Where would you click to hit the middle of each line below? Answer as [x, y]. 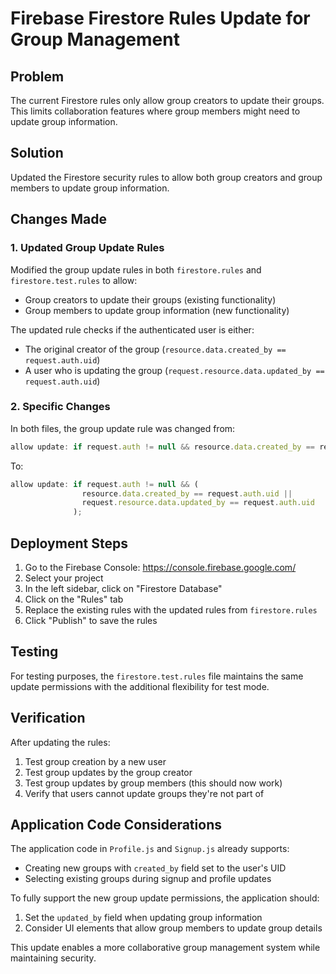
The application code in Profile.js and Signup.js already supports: [150, 849]
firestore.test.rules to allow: [74, 280]
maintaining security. [53, 958]
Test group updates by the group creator [108, 772]
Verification [48, 718]
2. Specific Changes [60, 407]
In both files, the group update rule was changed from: [123, 428]
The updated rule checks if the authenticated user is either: [132, 329]
